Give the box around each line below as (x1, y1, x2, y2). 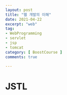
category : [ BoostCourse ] (5, 50, 62, 55)
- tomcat (5, 45, 24, 50)
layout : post (5, 7, 33, 13)
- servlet (5, 36, 26, 41)
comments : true (5, 54, 38, 60)
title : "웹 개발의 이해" (5, 12, 52, 17)
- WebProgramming (5, 31, 42, 36)
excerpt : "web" (5, 21, 38, 27)
